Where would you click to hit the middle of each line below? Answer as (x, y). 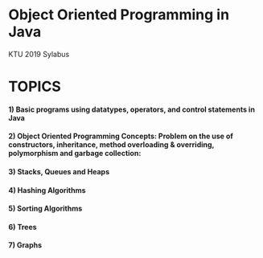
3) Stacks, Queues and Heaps (59, 171)
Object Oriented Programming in (119, 15)
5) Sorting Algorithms (45, 209)
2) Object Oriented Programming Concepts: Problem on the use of (121, 136)
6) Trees (23, 227)
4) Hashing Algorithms (47, 190)
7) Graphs (25, 245)
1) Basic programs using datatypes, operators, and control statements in (132, 109)
